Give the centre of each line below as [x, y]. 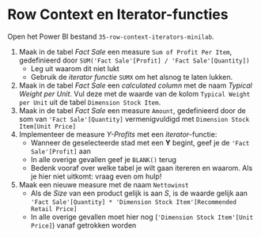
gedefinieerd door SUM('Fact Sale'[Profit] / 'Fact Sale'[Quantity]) [134, 60]
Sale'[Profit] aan [61, 151]
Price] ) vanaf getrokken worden [83, 225]
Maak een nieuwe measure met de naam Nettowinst [104, 184]
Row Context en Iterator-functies [118, 15]
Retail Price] [54, 209]
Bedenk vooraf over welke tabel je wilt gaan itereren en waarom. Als [142, 168]
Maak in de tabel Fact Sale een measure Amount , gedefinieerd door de [132, 110]
